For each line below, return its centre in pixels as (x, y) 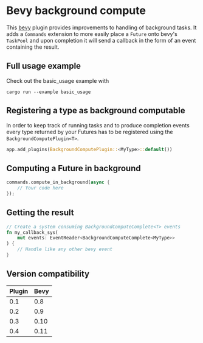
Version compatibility (48, 274)
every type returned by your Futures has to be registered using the (90, 132)
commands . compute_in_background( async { (58, 182)
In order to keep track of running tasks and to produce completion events (98, 125)
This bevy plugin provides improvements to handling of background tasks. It (101, 27)
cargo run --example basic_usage (49, 92)
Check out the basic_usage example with (58, 80)
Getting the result (40, 213)
